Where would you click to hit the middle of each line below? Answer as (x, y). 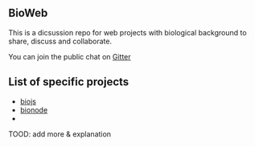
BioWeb (28, 13)
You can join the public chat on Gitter (70, 56)
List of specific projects (69, 82)
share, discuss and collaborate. (60, 41)
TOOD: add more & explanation (60, 134)
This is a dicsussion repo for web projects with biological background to (127, 32)
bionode (34, 110)
